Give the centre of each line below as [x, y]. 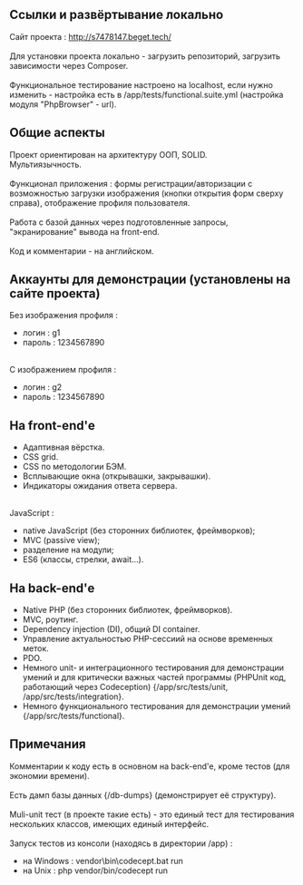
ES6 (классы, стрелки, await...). [83, 559]
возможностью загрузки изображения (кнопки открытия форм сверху [147, 193]
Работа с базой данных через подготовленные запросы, [119, 222]
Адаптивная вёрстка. [64, 447]
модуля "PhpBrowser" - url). [63, 104]
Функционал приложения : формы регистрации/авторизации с [131, 183]
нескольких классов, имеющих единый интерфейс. [109, 823]
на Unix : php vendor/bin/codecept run [95, 870]
